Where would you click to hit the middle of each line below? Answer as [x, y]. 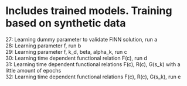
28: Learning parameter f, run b [43, 46]
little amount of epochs [33, 70]
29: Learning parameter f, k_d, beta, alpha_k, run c [66, 51]
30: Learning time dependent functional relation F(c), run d [76, 58]
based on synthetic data [66, 23]
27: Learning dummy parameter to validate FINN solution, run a [81, 39]
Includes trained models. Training [89, 11]
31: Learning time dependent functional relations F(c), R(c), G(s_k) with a [93, 64]
